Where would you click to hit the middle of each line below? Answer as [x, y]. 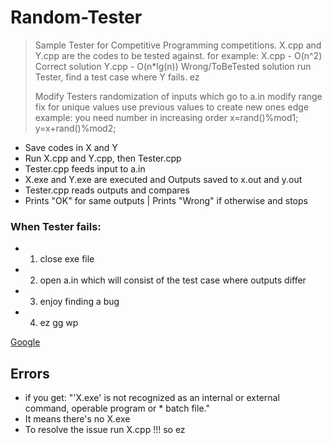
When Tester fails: [56, 226]
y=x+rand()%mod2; [75, 128]
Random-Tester [76, 17]
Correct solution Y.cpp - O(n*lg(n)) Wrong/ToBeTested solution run [173, 66]
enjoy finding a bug [79, 302]
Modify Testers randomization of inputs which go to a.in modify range [178, 96]
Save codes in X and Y [71, 147]
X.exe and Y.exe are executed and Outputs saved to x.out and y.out [163, 179]
